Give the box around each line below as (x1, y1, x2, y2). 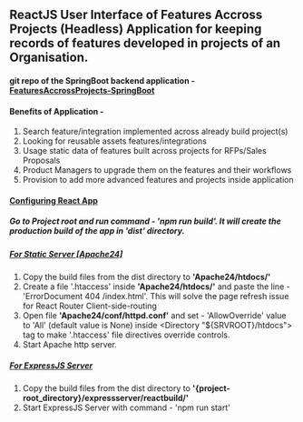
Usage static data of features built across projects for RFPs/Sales (22, 146, 268, 156)
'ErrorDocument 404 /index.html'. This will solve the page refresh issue (22, 291, 289, 302)
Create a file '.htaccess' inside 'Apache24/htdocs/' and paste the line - (22, 281, 290, 292)
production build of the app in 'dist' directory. (9, 226, 185, 236)
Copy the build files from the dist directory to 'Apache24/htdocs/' (22, 272, 271, 283)
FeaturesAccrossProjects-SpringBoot (9, 85, 155, 95)
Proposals (22, 155, 61, 166)
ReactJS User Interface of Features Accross (9, 7, 263, 23)
